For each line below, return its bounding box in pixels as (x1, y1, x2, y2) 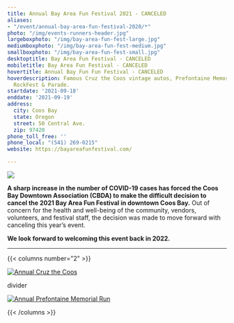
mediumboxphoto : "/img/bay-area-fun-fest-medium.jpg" (7, 42, 167, 49)
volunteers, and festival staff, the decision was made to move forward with (7, 213, 221, 222)
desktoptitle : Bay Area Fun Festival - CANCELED (7, 56, 151, 63)
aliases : (7, 17, 33, 24)
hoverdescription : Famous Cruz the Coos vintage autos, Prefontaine (7, 74, 210, 82)
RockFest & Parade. (13, 81, 70, 88)
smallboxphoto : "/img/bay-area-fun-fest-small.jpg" (7, 49, 160, 56)
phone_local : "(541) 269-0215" (7, 140, 98, 147)
